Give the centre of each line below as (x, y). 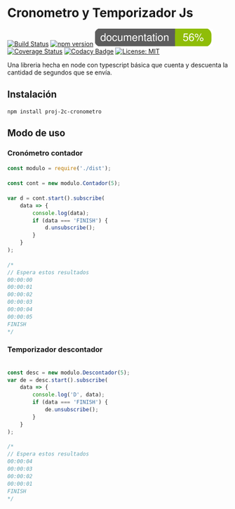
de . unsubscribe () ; (72, 410)
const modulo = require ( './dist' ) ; (59, 169)
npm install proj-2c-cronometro (54, 111)
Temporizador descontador (55, 349)
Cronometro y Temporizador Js (100, 13)
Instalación (32, 95)
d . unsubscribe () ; (70, 228)
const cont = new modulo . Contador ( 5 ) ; (64, 183)
